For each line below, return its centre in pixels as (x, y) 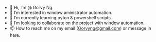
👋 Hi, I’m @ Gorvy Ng (31, 7)
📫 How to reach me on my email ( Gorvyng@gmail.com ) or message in (80, 28)
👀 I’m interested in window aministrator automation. (61, 13)
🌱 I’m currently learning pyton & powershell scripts (60, 18)
